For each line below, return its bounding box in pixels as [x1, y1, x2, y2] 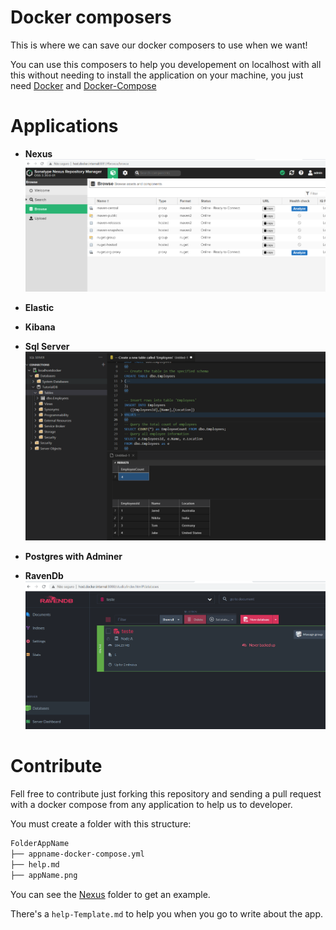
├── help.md [10, 859, 60, 870]
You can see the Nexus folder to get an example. [10, 888, 211, 900]
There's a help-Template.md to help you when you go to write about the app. [10, 907, 324, 920]
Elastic [24, 302, 55, 314]
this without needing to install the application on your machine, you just [10, 69, 304, 81]
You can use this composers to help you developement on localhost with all [10, 58, 322, 70]
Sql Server [24, 341, 70, 353]
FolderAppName [10, 839, 70, 849]
